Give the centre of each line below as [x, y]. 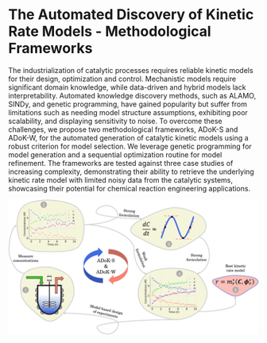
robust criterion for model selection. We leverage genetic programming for [130, 146]
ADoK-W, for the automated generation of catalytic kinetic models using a [128, 137]
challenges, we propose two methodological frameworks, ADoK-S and [123, 129]
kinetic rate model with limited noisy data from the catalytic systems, [120, 179]
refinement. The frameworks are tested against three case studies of [121, 163]
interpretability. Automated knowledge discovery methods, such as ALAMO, [132, 95]
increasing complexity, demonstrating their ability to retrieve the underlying [131, 171]
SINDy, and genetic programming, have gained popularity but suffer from [128, 104]
